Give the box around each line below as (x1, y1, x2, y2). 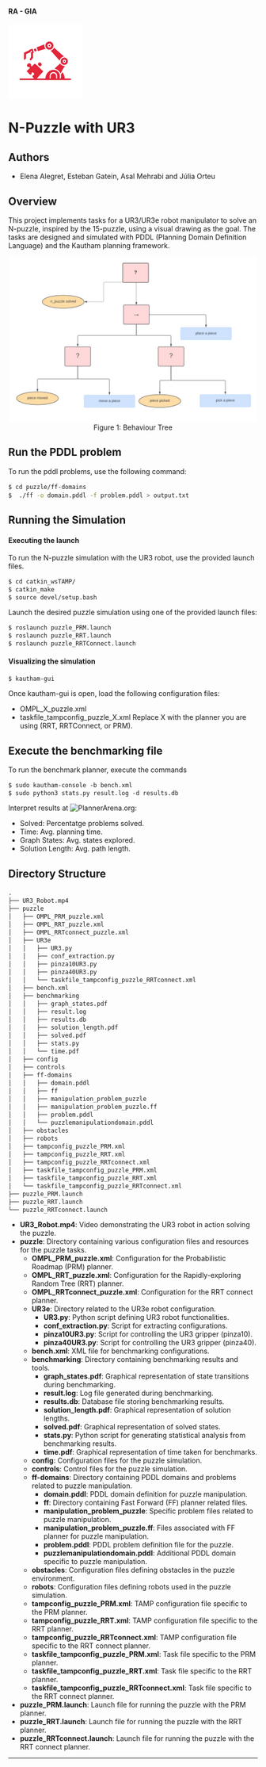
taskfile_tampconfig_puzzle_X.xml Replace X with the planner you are (19, 713, 247, 722)
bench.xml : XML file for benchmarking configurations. (31, 1346, 210, 1356)
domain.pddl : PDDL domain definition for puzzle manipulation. (43, 1490, 248, 1498)
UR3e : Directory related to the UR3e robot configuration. (31, 1304, 216, 1314)
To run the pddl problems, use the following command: (8, 466, 187, 476)
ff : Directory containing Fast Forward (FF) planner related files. (43, 1498, 248, 1507)
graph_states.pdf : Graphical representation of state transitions (43, 1371, 249, 1381)
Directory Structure (8, 866, 107, 880)
